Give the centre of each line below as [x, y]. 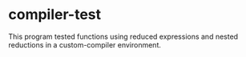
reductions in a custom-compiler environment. [85, 44]
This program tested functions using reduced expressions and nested [123, 36]
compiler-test [55, 15]
